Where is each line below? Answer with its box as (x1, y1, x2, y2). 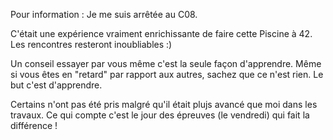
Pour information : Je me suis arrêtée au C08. (10, 9, 198, 20)
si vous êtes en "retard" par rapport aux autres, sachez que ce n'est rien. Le (10, 69, 324, 80)
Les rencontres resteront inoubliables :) (10, 39, 173, 50)
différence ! (10, 120, 58, 131)
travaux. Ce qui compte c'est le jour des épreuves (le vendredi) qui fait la (10, 109, 310, 121)
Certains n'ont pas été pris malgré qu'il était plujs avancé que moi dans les (10, 99, 318, 110)
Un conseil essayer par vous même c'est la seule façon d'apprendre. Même (10, 58, 322, 69)
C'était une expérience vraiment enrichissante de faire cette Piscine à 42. (10, 28, 313, 39)
